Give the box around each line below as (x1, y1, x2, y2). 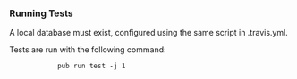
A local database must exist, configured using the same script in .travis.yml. (9, 28, 288, 38)
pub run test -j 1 (56, 61, 126, 71)
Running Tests (9, 7, 73, 20)
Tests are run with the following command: (9, 44, 167, 55)
